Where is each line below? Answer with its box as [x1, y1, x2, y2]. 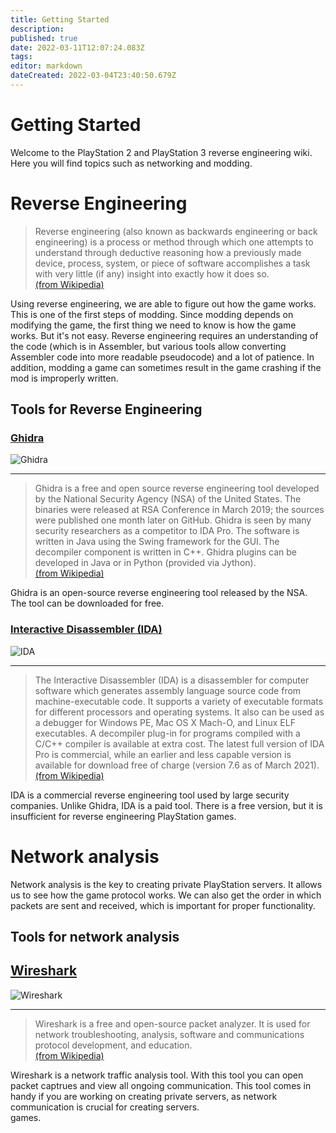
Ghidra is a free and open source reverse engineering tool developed [34, 482, 320, 495]
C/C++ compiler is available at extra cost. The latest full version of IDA [34, 737, 325, 750]
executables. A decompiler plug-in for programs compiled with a [34, 727, 301, 739]
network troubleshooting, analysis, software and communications [34, 1028, 305, 1040]
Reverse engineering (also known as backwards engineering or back [34, 225, 318, 237]
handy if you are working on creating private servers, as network [10, 1090, 278, 1102]
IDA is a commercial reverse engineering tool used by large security [10, 789, 290, 801]
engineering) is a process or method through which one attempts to [34, 236, 314, 248]
